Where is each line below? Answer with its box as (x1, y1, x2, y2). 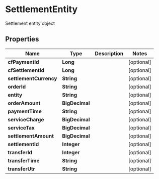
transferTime (8, 157, 40, 164)
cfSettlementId (8, 67, 44, 74)
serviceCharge (8, 116, 44, 123)
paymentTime (8, 108, 42, 115)
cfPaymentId (8, 58, 39, 65)
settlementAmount (8, 132, 54, 140)
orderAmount (8, 100, 41, 107)
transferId (8, 149, 33, 156)
